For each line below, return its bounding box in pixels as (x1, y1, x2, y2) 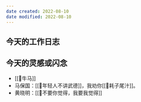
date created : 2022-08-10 (6, 8, 69, 14)
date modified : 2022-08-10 (6, 14, 72, 20)
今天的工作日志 (6, 37, 60, 46)
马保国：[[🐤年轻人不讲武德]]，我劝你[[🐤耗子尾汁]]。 (14, 82, 139, 89)
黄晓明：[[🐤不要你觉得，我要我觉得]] (14, 89, 103, 96)
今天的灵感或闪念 (6, 59, 68, 68)
